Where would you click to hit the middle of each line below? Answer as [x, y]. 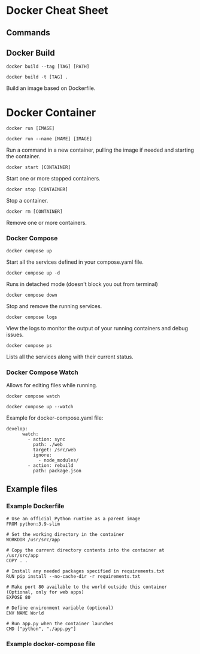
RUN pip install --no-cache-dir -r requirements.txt [73, 576]
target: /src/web [54, 450]
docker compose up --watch [40, 406]
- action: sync [47, 439]
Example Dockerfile [35, 506]
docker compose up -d [33, 273]
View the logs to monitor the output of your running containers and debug [97, 328]
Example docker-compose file [51, 644]
